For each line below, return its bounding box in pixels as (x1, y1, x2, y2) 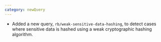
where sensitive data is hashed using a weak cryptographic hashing (11, 26, 152, 32)
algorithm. (11, 31, 33, 37)
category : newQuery (4, 7, 45, 12)
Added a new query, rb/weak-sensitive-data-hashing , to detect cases (11, 21, 156, 27)
